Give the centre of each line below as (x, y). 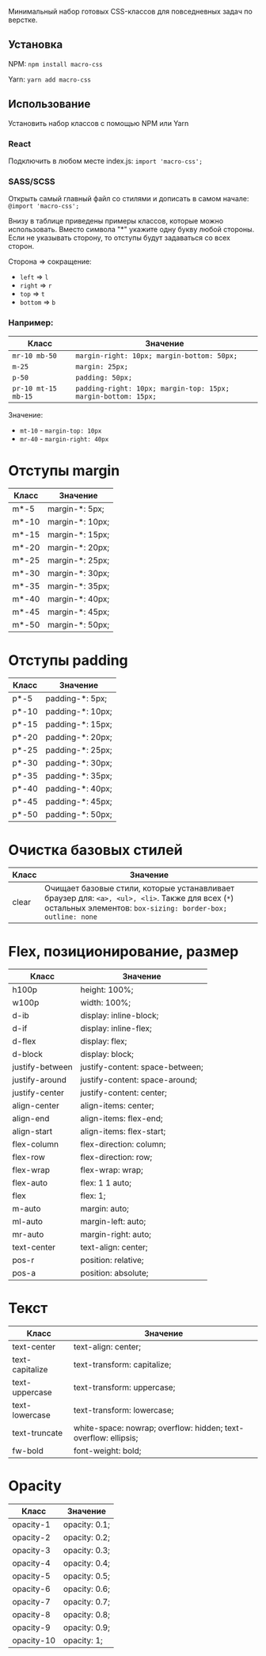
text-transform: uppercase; (124, 1387)
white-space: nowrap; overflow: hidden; (148, 1428)
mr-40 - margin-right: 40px (64, 438)
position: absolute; (114, 1273)
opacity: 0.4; (87, 1563)
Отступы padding (68, 660)
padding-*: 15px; (79, 724)
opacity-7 (31, 1602)
